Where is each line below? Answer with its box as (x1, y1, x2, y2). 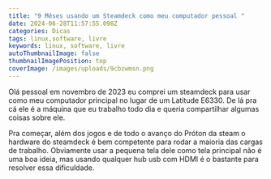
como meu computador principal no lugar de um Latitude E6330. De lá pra (8, 95, 257, 105)
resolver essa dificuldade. (8, 163, 95, 173)
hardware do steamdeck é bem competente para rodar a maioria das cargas (8, 137, 264, 147)
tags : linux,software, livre (8, 34, 107, 43)
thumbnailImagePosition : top (8, 58, 107, 66)
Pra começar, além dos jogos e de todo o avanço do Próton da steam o (8, 128, 246, 138)
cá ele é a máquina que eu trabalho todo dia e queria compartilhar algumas (8, 104, 260, 113)
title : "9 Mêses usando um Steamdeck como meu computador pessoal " (8, 11, 245, 20)
